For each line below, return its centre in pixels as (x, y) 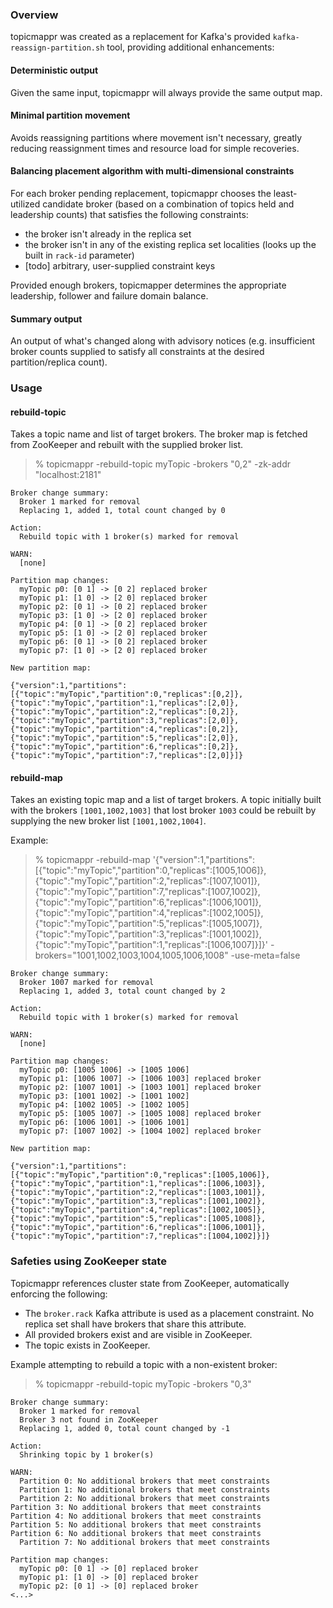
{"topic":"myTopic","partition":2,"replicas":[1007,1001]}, (147, 881)
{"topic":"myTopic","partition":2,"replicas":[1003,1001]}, (138, 1193)
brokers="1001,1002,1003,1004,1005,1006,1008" (131, 955)
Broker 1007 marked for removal (87, 983)
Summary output (46, 319)
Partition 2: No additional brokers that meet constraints (145, 1498)
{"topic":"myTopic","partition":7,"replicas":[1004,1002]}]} (140, 1236)
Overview (34, 15)
